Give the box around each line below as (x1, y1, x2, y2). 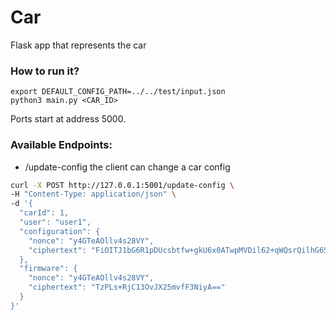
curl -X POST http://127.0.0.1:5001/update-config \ (10, 180, 235, 190)
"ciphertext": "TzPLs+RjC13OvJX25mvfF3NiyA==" (28, 282, 226, 293)
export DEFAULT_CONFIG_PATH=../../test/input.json (10, 87, 226, 97)
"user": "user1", (19, 217, 92, 228)
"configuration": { (19, 226, 101, 236)
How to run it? (10, 64, 80, 78)
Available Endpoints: (10, 138, 113, 152)
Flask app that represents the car (10, 39, 147, 51)
